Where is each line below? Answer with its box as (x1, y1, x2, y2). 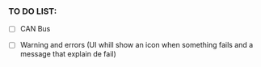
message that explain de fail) (19, 49, 117, 59)
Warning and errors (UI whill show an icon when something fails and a (19, 40, 254, 50)
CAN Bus (19, 24, 51, 34)
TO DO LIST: (8, 6, 57, 17)
